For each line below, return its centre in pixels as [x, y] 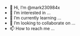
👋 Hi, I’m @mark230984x [35, 8]
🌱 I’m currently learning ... [35, 18]
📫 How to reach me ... [32, 28]
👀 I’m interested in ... [30, 13]
